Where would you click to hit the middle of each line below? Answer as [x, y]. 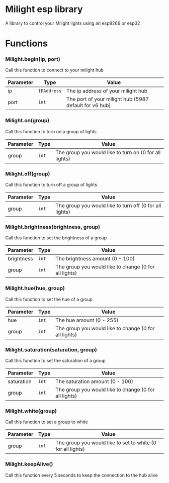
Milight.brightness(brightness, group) [53, 227]
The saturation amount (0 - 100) [94, 381]
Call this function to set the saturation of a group [55, 360]
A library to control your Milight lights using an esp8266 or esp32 [73, 23]
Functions [26, 43]
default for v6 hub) [89, 106]
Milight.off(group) [28, 173]
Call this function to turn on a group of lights [51, 131]
